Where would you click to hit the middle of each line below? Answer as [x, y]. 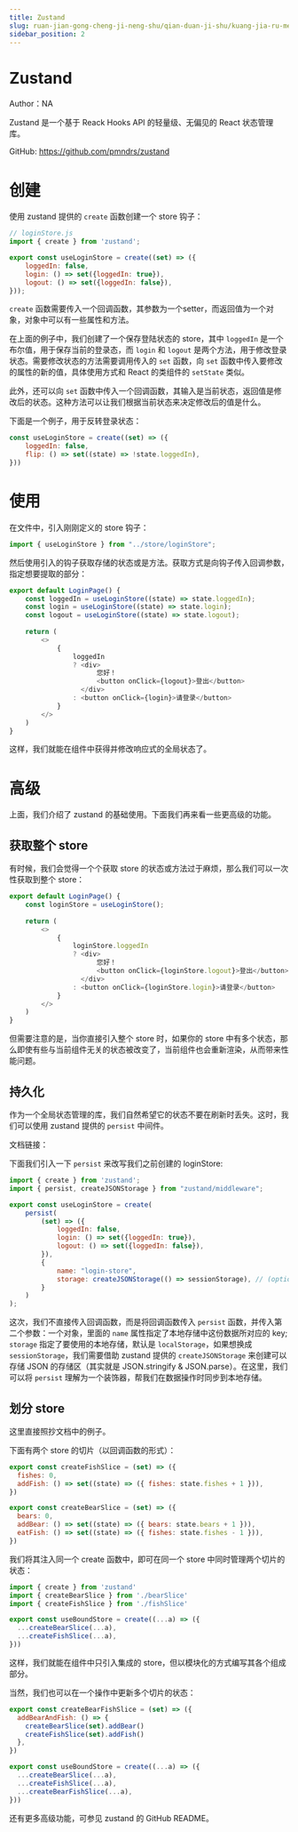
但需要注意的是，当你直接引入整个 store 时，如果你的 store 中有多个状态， [145, 1039]
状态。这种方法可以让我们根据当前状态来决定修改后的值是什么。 [149, 402]
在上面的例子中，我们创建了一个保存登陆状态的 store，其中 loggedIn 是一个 [146, 339]
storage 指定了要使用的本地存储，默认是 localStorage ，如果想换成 [131, 1345]
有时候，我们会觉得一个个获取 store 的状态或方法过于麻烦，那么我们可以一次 [149, 869]
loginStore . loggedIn [110, 946]
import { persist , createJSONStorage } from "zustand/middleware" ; [137, 1188]
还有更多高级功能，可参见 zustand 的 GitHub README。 [112, 1818]
